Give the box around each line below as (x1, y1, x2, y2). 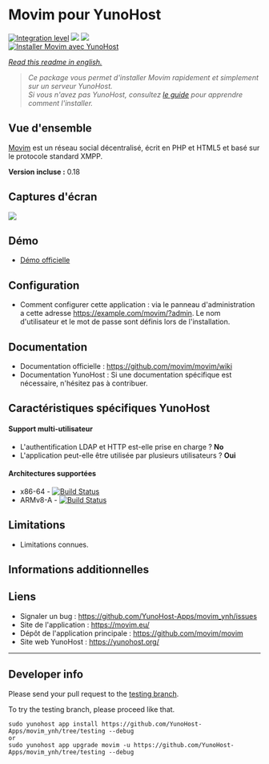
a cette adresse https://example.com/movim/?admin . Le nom (19, 309, 221, 318)
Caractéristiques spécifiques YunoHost (8, 402, 211, 415)
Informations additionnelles (8, 563, 150, 576)
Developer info (8, 668, 84, 681)
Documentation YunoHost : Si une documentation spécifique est (19, 370, 232, 379)
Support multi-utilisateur (8, 423, 94, 434)
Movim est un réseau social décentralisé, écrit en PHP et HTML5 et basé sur (8, 143, 260, 152)
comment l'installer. (27, 98, 94, 107)
